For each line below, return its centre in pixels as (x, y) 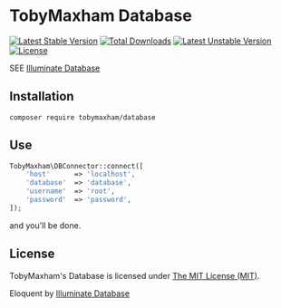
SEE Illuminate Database (55, 68)
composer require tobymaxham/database (82, 117)
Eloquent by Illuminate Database (69, 293)
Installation (42, 96)
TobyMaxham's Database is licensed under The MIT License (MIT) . (135, 275)
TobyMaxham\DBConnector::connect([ (77, 166)
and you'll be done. (45, 225)
